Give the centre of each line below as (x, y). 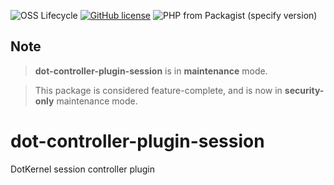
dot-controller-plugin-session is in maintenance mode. (151, 71)
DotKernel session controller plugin (82, 169)
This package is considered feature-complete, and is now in (158, 90)
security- (304, 90)
